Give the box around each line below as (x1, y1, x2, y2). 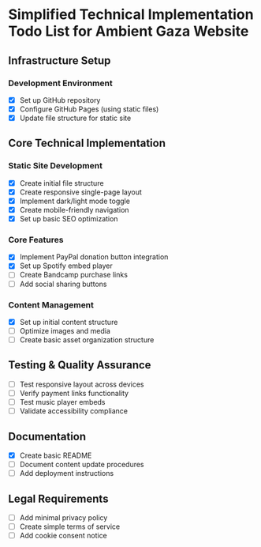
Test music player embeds (19, 398, 106, 407)
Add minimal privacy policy (19, 512, 108, 522)
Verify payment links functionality (19, 388, 129, 398)
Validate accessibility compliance (19, 406, 129, 416)
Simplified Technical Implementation (8, 6, 254, 24)
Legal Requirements (8, 492, 109, 505)
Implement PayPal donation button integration (19, 252, 169, 262)
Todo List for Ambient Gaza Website (8, 22, 249, 40)
